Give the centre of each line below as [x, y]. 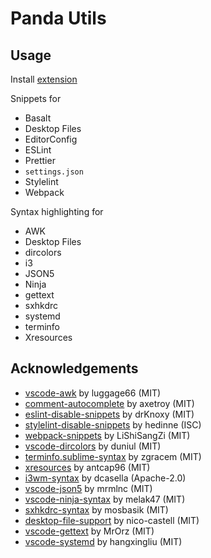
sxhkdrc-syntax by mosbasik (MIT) [96, 509]
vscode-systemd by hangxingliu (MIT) [103, 541]
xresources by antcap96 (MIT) [87, 467]
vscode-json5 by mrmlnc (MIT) [88, 488]
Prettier [40, 160]
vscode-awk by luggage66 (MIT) [93, 393]
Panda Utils [58, 18]
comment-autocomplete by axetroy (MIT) [109, 403]
